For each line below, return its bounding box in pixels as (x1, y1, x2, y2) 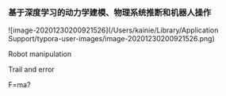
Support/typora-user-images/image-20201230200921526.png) (8, 34, 216, 44)
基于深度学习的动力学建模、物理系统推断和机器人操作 (8, 6, 212, 17)
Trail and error (8, 65, 56, 75)
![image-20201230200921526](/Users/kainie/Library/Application (8, 25, 219, 35)
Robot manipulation (8, 49, 72, 59)
